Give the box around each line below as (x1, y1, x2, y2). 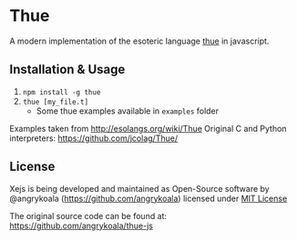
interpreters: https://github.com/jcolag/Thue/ (9, 133, 179, 144)
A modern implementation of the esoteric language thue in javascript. (9, 35, 270, 46)
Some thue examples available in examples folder (36, 105, 220, 116)
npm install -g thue (22, 87, 101, 96)
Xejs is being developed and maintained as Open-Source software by (9, 183, 271, 194)
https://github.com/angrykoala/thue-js (9, 220, 153, 231)
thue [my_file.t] (22, 97, 89, 106)
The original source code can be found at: (9, 210, 167, 221)
